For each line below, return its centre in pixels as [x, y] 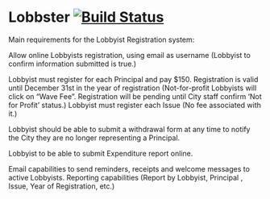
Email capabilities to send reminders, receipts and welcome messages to [129, 168]
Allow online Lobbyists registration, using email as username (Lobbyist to [130, 55]
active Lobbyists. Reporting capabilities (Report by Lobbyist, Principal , [126, 177]
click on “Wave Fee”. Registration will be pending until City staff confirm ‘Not [135, 96]
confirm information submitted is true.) [73, 64]
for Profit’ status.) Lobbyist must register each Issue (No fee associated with [135, 105]
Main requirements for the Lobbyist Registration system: [102, 39]
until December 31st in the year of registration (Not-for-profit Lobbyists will [133, 88]
